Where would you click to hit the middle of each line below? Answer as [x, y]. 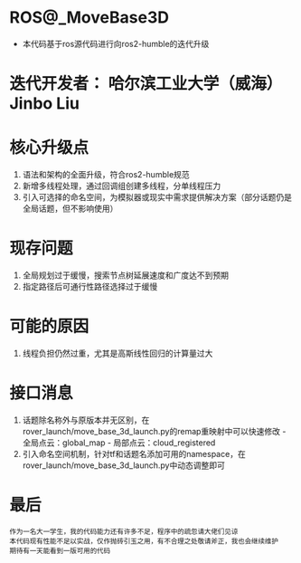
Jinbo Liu [44, 104]
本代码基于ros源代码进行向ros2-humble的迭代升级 [116, 43]
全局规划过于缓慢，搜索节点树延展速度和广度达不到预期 [125, 275]
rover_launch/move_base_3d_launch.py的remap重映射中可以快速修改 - [154, 431]
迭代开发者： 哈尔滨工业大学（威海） [146, 84]
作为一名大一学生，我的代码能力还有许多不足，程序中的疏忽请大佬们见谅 [124, 531]
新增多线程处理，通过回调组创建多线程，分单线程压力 [122, 186]
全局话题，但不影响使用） [70, 209]
